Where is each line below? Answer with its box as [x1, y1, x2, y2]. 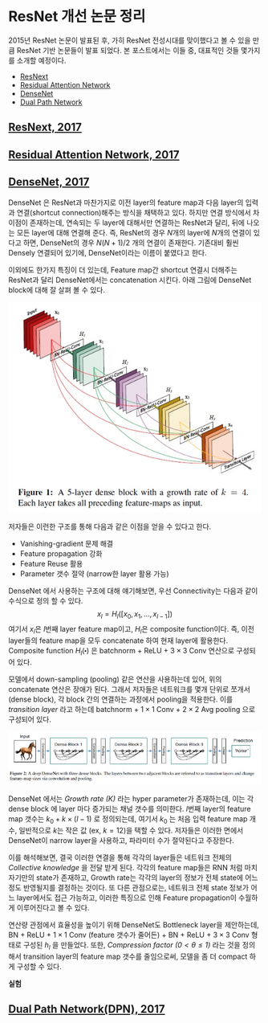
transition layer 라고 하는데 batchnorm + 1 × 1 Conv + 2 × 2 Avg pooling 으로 [8, 704, 255, 714]
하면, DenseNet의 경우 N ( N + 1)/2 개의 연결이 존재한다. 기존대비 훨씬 [22, 238, 239, 248]
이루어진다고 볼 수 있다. [16, 903, 90, 913]
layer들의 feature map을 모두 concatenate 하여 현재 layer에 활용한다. [8, 636, 229, 645]
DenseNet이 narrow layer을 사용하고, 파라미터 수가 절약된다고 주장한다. [8, 836, 234, 845]
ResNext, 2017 [8, 121, 83, 134]
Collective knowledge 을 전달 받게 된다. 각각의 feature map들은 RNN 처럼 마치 [8, 863, 258, 873]
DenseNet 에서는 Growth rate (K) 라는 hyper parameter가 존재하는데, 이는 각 [8, 794, 254, 804]
